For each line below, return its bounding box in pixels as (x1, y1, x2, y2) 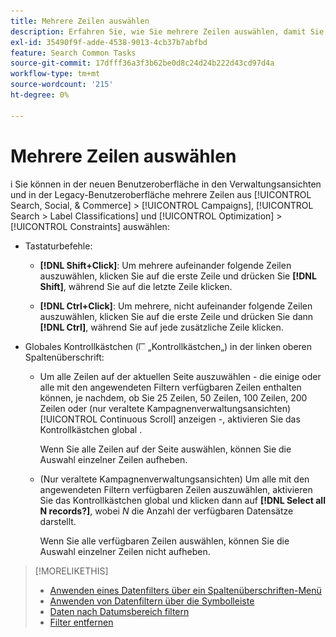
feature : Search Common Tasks (10, 48, 137, 58)
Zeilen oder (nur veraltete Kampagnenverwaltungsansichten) (39, 402, 292, 414)
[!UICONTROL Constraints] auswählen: (10, 220, 170, 232)
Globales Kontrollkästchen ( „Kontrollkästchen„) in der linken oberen (24, 340, 313, 352)
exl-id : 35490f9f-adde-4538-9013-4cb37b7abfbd (10, 37, 208, 47)
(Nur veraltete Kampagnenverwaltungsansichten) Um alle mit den (39, 473, 310, 485)
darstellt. (39, 515, 77, 527)
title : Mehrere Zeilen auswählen (10, 16, 150, 26)
